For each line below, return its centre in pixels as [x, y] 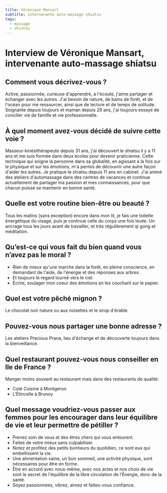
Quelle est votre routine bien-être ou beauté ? [77, 203]
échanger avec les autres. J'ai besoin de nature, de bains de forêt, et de [79, 99]
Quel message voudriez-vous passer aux [70, 410]
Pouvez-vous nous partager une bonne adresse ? [83, 326]
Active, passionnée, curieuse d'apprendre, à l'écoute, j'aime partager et [79, 94]
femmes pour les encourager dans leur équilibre [82, 417]
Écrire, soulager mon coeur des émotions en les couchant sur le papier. [86, 283]
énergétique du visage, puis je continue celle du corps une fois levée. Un [80, 221]
